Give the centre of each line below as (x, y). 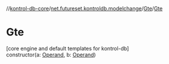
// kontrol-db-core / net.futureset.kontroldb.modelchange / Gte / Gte (84, 9)
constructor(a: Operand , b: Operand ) (51, 55)
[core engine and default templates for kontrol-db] (68, 48)
